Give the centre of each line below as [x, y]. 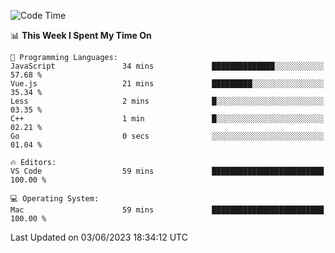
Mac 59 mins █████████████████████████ [167, 210]
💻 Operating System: [55, 199]
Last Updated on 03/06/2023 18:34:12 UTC [99, 237]
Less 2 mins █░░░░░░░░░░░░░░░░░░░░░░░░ [167, 101]
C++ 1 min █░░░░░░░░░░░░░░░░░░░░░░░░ [167, 119]
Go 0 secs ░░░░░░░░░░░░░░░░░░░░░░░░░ [167, 136]
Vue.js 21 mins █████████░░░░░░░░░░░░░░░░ [167, 84]
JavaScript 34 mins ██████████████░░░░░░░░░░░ [167, 66]
